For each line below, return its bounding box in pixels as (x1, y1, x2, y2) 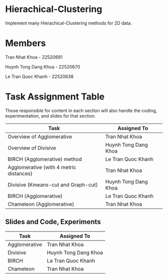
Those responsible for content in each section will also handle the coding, (5, 107, 157, 113)
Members (5, 37, 46, 49)
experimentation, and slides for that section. (5, 112, 96, 118)
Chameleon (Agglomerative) (7, 200, 74, 207)
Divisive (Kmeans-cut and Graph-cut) (7, 181, 98, 188)
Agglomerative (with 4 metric (7, 163, 76, 170)
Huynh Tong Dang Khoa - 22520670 (5, 63, 80, 69)
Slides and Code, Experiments (5, 217, 101, 226)
